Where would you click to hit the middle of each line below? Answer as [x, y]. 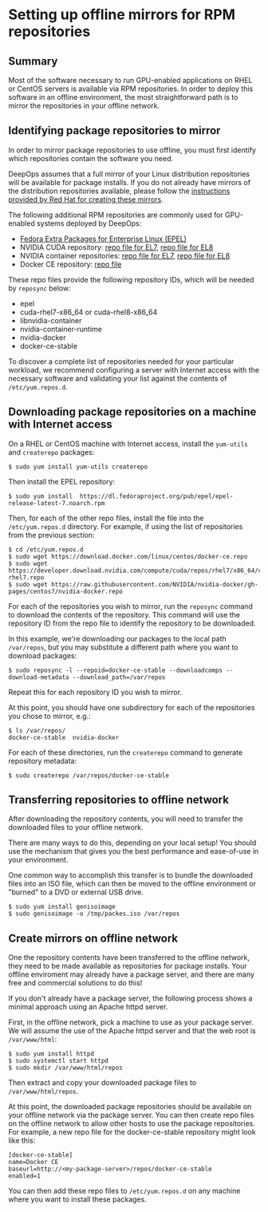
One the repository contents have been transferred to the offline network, [129, 957]
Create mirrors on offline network [93, 938]
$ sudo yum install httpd [51, 1054]
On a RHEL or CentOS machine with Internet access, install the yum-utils [128, 444]
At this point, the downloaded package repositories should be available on [130, 1107]
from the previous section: [51, 535]
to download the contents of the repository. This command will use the [124, 614]
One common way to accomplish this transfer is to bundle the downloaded [131, 875]
